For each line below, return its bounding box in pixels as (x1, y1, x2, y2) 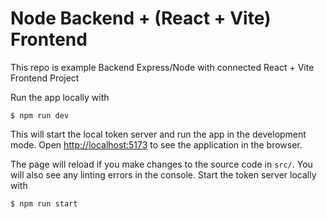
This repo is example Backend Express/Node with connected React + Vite (10, 61, 315, 73)
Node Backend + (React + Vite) (10, 7, 272, 30)
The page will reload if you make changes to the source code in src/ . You (10, 158, 313, 170)
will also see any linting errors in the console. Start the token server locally (10, 168, 317, 181)
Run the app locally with (10, 91, 110, 103)
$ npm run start (10, 198, 78, 209)
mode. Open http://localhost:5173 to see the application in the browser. (10, 138, 303, 151)
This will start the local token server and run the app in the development (10, 128, 307, 140)
